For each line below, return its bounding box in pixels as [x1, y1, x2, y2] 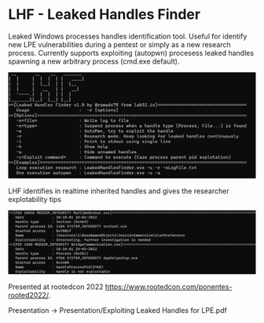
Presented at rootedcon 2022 [8, 281, 104, 292]
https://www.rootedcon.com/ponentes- [104, 281, 233, 292]
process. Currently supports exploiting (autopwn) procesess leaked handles [8, 48, 254, 57]
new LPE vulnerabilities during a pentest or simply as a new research [8, 39, 231, 49]
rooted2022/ [8, 290, 49, 299]
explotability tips [8, 195, 61, 204]
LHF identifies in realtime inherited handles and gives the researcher [8, 186, 229, 196]
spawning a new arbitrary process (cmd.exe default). [8, 57, 180, 66]
